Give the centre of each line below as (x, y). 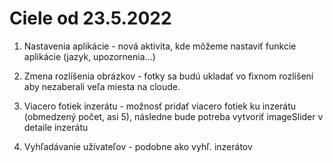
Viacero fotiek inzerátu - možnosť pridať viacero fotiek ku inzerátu (160, 106)
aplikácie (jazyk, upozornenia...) (89, 56)
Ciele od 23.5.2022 (90, 18)
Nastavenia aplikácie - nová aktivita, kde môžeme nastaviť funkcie (160, 46)
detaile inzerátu (56, 127)
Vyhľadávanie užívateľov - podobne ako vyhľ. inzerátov (138, 146)
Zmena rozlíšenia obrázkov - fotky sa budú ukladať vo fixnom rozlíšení (168, 76)
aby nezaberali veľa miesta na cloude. (102, 86)
